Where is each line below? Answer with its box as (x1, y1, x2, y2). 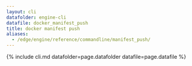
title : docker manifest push (6, 25, 80, 32)
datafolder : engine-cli (6, 14, 67, 20)
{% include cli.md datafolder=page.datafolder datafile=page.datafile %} (6, 53, 187, 60)
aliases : (6, 31, 29, 37)
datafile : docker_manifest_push (6, 20, 88, 26)
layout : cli (6, 8, 36, 15)
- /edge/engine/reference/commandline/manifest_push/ (12, 37, 151, 43)
